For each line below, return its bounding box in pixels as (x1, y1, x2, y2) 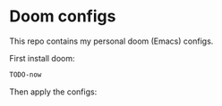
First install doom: (9, 53, 75, 63)
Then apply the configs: (9, 86, 98, 97)
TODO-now (9, 69, 42, 79)
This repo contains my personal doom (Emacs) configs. (9, 36, 214, 46)
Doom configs (9, 6, 116, 27)
